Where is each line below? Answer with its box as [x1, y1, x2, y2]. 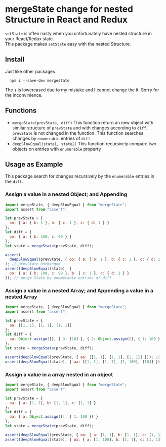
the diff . [5, 178, 23, 184]
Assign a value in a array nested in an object [5, 371, 113, 378]
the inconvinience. [5, 92, 43, 98]
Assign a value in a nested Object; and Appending [5, 191, 127, 198]
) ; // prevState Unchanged [5, 262, 61, 267]
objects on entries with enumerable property [12, 146, 101, 152]
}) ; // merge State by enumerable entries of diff [5, 275, 112, 280]
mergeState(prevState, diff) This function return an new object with [12, 119, 154, 125]
